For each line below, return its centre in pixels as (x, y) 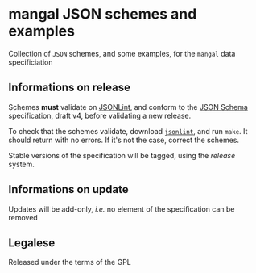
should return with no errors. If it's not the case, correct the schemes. (124, 140)
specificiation (31, 62)
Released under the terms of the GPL (70, 262)
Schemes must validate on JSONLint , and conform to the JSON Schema (128, 107)
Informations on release (70, 88)
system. (21, 164)
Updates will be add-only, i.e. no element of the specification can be (122, 209)
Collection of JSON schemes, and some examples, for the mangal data (122, 53)
